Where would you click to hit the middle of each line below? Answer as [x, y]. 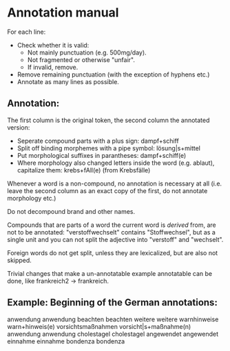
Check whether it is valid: [53, 45]
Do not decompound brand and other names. [71, 211]
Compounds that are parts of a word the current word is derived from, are [112, 225]
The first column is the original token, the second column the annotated [108, 120]
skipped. [20, 260]
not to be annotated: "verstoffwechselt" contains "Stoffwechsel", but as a [111, 232]
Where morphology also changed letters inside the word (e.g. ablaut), [116, 163]
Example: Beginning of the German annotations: [113, 302]
